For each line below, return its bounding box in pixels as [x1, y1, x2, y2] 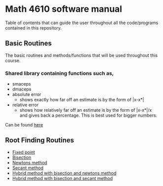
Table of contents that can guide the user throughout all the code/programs [5, 20, 159, 26]
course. [5, 58, 21, 63]
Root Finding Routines [5, 136, 74, 145]
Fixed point [12, 149, 35, 155]
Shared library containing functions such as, [5, 70, 114, 77]
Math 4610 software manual [5, 3, 122, 15]
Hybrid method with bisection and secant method [12, 175, 113, 181]
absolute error [12, 92, 41, 97]
